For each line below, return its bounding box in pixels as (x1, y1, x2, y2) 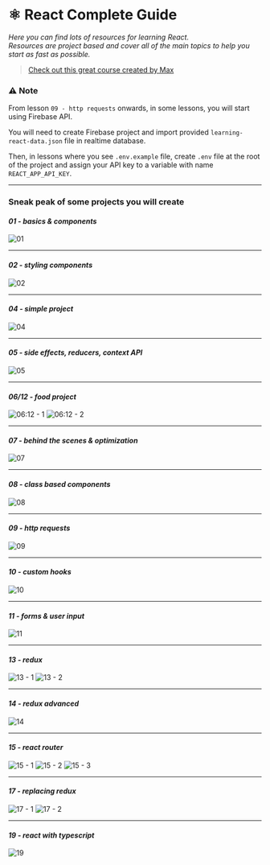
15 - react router (8, 743, 63, 752)
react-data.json (8, 138, 63, 146)
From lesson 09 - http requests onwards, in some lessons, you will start (8, 103, 251, 113)
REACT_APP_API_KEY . (8, 169, 72, 179)
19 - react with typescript (8, 830, 95, 840)
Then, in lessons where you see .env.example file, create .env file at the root (8, 151, 260, 162)
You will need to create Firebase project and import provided (8, 127, 209, 138)
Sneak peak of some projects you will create (8, 196, 185, 208)
